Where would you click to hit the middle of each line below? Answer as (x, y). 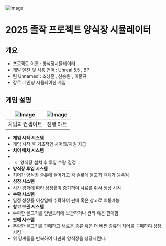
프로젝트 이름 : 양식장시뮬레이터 (44, 63)
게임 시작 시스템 (28, 138)
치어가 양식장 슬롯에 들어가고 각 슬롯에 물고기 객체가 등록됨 (71, 175)
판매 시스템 (23, 219)
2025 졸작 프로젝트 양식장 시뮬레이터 (78, 30)
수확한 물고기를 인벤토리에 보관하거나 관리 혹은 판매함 (65, 213)
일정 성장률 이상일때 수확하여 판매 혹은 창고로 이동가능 (66, 200)
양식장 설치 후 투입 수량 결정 (48, 162)
